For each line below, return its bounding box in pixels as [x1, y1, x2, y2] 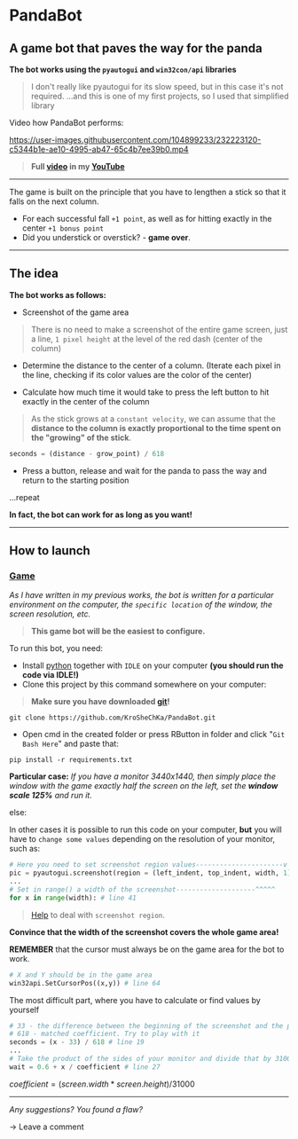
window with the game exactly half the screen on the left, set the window [9, 781, 278, 791]
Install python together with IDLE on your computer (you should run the [21, 660, 284, 671]
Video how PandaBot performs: [9, 117, 124, 128]
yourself [9, 1004, 40, 1015]
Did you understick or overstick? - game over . [21, 232, 191, 242]
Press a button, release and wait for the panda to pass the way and [21, 465, 268, 475]
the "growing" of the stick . [30, 432, 131, 443]
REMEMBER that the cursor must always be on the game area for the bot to [9, 944, 285, 954]
